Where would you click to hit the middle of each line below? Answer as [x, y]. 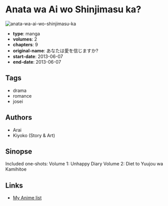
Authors [19, 117]
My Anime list [27, 198]
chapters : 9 [25, 44]
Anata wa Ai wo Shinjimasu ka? [73, 10]
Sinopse [19, 151]
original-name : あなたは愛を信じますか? [55, 50]
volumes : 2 [25, 39]
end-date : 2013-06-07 [37, 62]
